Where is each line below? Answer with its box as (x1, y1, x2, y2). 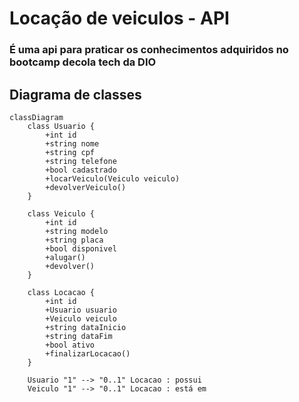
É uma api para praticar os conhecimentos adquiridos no (9, 43, 289, 57)
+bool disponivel (45, 243, 117, 254)
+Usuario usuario (45, 305, 117, 315)
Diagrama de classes (9, 86, 142, 103)
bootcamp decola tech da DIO (9, 55, 157, 69)
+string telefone (45, 156, 117, 166)
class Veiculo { (27, 208, 96, 219)
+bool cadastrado (45, 165, 117, 175)
